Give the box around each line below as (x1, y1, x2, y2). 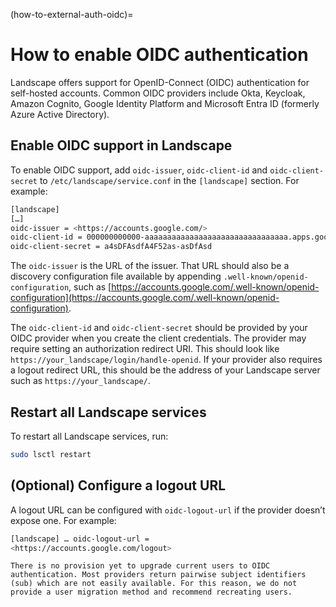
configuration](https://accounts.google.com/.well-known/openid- (10, 292, 280, 304)
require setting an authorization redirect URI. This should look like (10, 343, 280, 355)
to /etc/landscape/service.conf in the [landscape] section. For (39, 174, 300, 186)
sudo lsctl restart (10, 449, 92, 459)
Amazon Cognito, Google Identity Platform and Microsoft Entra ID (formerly (10, 97, 320, 109)
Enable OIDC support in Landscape (10, 137, 233, 154)
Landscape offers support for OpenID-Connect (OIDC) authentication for (10, 76, 310, 88)
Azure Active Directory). (10, 108, 110, 120)
